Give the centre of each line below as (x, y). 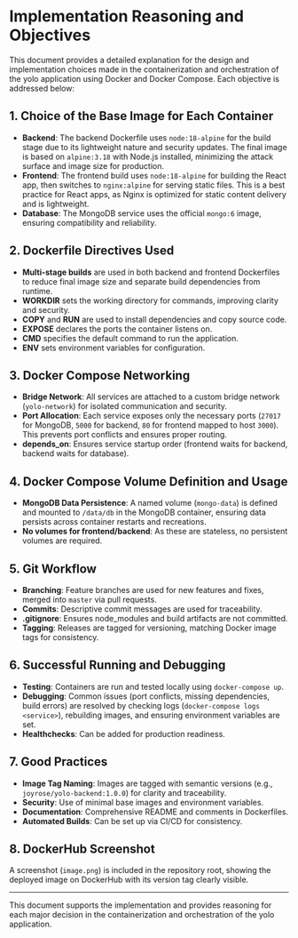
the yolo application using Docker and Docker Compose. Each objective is (144, 78)
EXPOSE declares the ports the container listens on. (117, 329)
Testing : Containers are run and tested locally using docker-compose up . (153, 686)
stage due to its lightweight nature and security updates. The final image (154, 147)
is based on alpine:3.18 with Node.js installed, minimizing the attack (148, 156)
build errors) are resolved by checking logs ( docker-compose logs (141, 705)
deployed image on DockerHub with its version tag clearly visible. (129, 880)
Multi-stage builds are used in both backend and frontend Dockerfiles (151, 272)
